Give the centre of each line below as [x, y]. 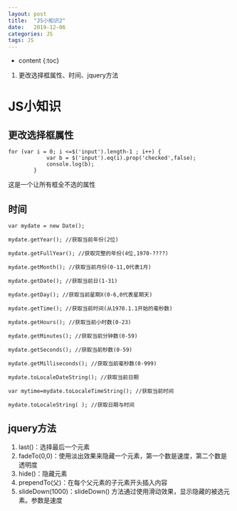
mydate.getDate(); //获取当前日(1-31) [63, 281]
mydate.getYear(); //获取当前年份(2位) [63, 240]
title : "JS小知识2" [37, 21]
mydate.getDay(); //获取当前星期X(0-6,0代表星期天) [80, 295]
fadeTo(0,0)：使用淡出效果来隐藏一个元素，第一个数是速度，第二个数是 [122, 456]
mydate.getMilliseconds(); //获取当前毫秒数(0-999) [83, 363]
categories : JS [31, 34]
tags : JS [21, 41]
